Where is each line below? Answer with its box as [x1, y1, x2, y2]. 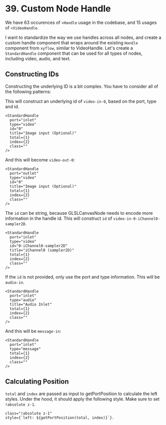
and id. [5, 103, 19, 110]
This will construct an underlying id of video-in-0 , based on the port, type [5, 98, 157, 104]
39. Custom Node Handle [5, 3, 111, 14]
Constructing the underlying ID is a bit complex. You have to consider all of [5, 83, 159, 89]
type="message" [9, 346, 41, 351]
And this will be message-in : [5, 328, 61, 334]
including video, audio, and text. [5, 55, 71, 61]
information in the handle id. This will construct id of [5, 215, 113, 221]
